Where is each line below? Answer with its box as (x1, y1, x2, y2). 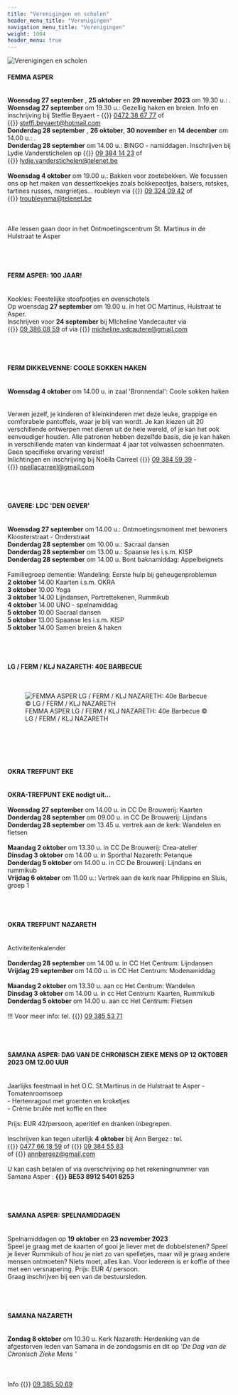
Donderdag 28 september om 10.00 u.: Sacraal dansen (7, 540, 170, 548)
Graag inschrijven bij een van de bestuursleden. (7, 1272, 148, 1280)
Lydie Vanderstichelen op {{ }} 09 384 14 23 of (7, 149, 143, 157)
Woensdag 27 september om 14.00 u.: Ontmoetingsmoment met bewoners (7, 524, 228, 534)
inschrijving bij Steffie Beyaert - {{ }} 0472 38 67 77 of (7, 111, 165, 120)
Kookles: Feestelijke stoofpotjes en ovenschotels (7, 295, 151, 303)
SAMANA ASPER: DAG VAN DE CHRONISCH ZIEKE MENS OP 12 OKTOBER (7, 1051, 229, 1059)
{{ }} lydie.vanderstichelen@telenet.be (7, 157, 119, 165)
